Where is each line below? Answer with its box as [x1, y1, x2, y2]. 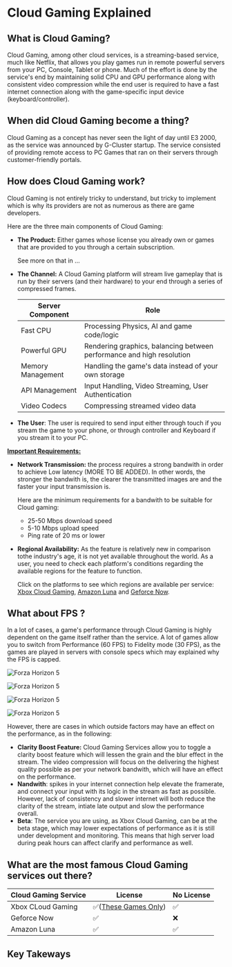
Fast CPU [20, 326, 52, 335]
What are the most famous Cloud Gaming [7, 859, 188, 871]
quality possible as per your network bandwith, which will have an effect [17, 765, 223, 774]
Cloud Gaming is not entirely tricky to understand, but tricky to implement [7, 194, 216, 202]
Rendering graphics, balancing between [84, 341, 214, 351]
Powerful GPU [20, 345, 67, 355]
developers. [7, 209, 41, 217]
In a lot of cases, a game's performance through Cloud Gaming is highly [7, 626, 212, 635]
